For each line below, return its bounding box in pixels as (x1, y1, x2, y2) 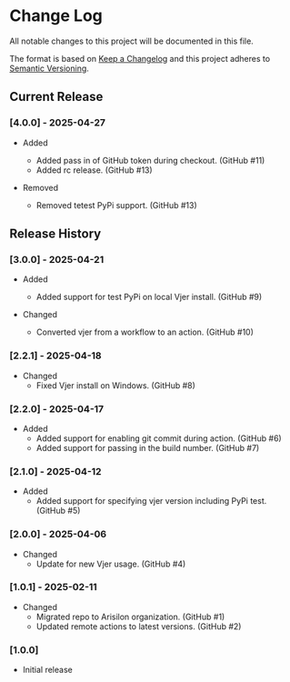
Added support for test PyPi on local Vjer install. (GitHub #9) (35, 292, 263, 303)
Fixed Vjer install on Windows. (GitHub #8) (35, 379, 195, 391)
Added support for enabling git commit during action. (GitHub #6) (35, 433, 282, 444)
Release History (9, 226, 102, 242)
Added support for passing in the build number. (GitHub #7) (35, 442, 260, 453)
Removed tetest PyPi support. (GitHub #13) (35, 199, 197, 210)
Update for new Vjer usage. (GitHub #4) (35, 558, 186, 569)
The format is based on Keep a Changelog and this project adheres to (9, 53, 271, 64)
